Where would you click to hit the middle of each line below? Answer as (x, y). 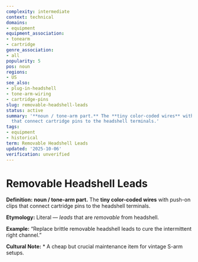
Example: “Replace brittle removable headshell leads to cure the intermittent (99, 229)
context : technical (30, 17)
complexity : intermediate (38, 12)
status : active (25, 110)
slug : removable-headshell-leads (47, 105)
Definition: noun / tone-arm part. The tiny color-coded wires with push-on (98, 200)
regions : (17, 72)
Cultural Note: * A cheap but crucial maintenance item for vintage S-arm (95, 247)
